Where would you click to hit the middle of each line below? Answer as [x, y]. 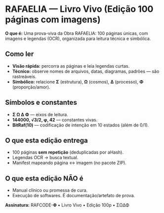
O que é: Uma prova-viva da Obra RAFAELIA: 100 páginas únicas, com [77, 33]
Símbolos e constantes [41, 103]
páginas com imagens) [53, 20]
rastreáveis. [24, 76]
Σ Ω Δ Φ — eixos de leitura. [40, 114]
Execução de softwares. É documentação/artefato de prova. [74, 196]
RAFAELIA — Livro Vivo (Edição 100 [79, 9]
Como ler [20, 54]
